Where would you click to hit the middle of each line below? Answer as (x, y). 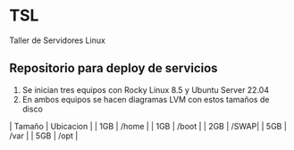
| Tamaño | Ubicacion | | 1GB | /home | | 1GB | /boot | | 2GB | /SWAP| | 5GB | (148, 126)
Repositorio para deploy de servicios (113, 68)
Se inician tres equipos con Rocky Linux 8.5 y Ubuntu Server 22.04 (146, 89)
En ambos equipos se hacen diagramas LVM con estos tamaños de (146, 99)
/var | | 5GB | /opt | (44, 136)
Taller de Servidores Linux (57, 40)
